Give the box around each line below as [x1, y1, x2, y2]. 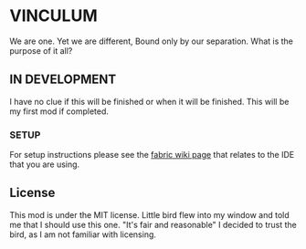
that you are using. [9, 159, 80, 170]
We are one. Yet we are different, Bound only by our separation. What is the [9, 36, 294, 47]
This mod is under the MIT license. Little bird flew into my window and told [9, 209, 290, 220]
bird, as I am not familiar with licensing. [9, 229, 157, 240]
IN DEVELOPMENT [9, 72, 117, 88]
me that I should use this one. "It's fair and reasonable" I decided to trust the [9, 219, 297, 230]
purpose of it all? [9, 45, 73, 56]
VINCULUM [9, 5, 98, 26]
